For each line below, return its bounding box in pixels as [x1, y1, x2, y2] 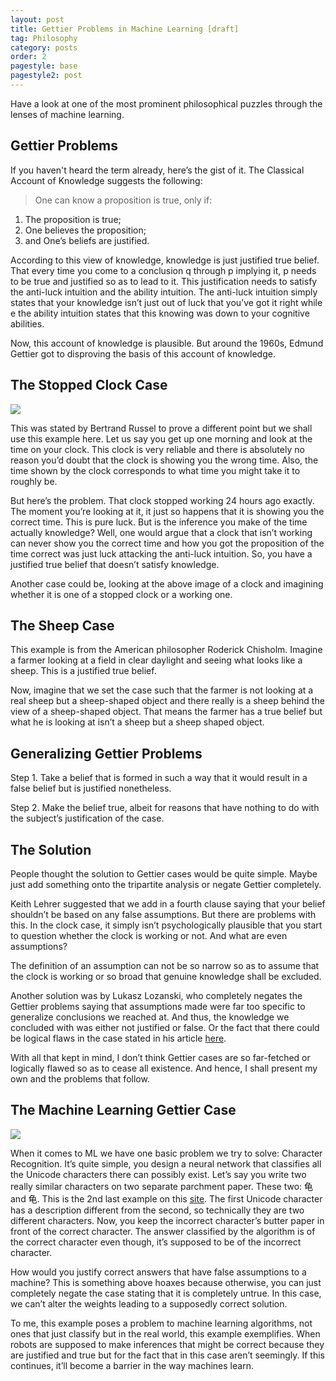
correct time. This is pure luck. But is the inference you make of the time [10, 516, 308, 528]
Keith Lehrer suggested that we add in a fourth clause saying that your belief [10, 897, 326, 910]
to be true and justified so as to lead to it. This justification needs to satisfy [10, 275, 318, 287]
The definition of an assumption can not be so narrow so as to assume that [10, 959, 320, 971]
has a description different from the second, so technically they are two [10, 1204, 305, 1216]
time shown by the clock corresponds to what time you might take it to [10, 464, 301, 476]
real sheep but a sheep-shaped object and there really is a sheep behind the [10, 695, 325, 707]
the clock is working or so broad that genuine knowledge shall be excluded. [10, 970, 322, 982]
